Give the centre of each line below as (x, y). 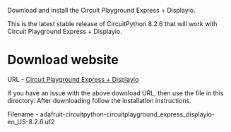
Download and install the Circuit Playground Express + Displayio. (101, 10)
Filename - (23, 114)
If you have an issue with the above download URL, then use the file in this (115, 93)
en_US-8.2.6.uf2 (31, 121)
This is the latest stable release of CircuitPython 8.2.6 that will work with (112, 24)
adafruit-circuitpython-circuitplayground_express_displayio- (128, 114)
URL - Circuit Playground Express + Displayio (73, 79)
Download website (63, 60)
